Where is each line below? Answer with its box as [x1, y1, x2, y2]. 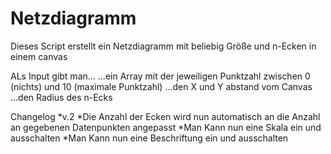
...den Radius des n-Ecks [10, 91, 113, 103]
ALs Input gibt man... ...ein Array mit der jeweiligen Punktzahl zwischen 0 [10, 70, 311, 82]
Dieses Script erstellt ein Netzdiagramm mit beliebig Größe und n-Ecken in [10, 40, 317, 52]
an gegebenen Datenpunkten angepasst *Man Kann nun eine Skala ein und [10, 121, 322, 133]
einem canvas [10, 50, 68, 62]
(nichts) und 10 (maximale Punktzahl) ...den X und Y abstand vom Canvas [10, 80, 313, 92]
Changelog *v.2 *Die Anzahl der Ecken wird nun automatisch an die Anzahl [10, 110, 321, 122]
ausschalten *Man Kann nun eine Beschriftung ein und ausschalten [10, 132, 289, 144]
